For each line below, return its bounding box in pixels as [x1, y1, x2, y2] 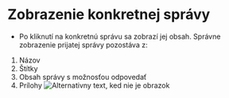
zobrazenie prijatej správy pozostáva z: [18, 40, 148, 49]
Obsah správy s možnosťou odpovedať [18, 72, 147, 81]
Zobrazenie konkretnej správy [7, 6, 211, 24]
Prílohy [18, 81, 43, 90]
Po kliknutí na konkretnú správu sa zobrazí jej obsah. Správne [18, 32, 221, 41]
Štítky [18, 63, 38, 73]
